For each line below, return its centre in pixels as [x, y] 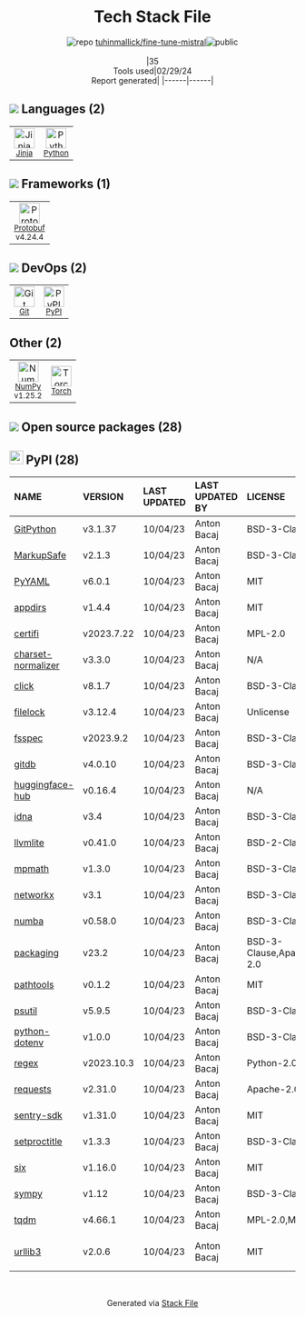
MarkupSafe [40, 555]
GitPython [35, 529]
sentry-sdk [39, 1115]
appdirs [30, 608]
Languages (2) [64, 110]
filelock [30, 713]
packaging [36, 953]
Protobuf [30, 228]
